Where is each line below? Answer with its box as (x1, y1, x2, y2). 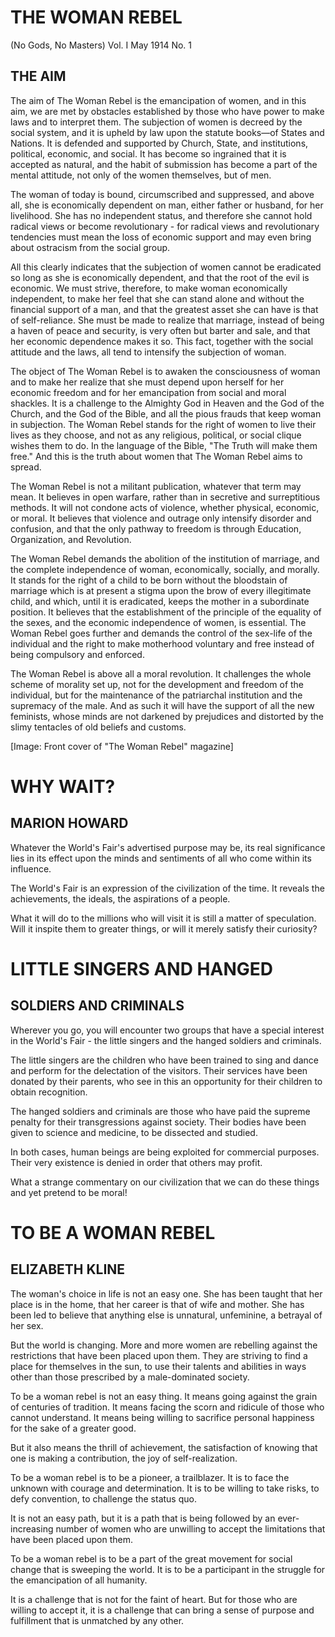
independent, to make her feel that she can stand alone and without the (10, 292, 305, 305)
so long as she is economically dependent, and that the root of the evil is (10, 271, 310, 283)
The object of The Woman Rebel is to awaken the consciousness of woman (10, 365, 321, 377)
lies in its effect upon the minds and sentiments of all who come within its (10, 852, 312, 864)
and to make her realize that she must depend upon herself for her (10, 376, 285, 388)
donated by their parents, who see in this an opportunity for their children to (10, 1075, 323, 1087)
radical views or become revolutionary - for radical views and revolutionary (10, 220, 320, 232)
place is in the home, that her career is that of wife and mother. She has (10, 1298, 305, 1310)
